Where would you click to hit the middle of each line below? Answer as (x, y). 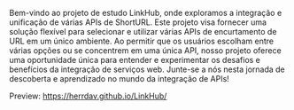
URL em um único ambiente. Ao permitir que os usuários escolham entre (142, 41)
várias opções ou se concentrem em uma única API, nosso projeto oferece (145, 51)
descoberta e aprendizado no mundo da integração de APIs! (120, 79)
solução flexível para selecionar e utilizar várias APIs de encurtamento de (143, 31)
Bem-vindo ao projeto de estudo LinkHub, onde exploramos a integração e (146, 13)
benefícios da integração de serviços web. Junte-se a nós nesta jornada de (147, 69)
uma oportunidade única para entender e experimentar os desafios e (135, 60)
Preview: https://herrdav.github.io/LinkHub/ (88, 96)
